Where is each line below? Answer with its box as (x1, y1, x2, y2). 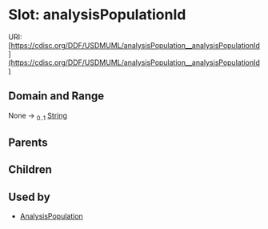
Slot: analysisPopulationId (8, 6, 186, 24)
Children (8, 163, 52, 177)
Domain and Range (8, 90, 105, 103)
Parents (8, 135, 48, 149)
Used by (8, 190, 50, 203)
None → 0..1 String (8, 110, 68, 122)
